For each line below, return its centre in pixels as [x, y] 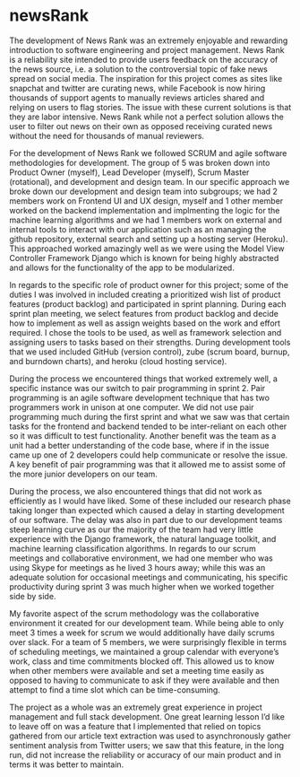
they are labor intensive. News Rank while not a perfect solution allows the [146, 117]
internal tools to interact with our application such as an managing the [138, 229]
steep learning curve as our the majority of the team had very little [131, 529]
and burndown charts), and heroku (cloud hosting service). [118, 361]
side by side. [33, 596]
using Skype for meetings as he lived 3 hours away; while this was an [137, 567]
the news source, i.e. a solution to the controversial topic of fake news [139, 69]
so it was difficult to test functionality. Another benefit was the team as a [143, 435]
